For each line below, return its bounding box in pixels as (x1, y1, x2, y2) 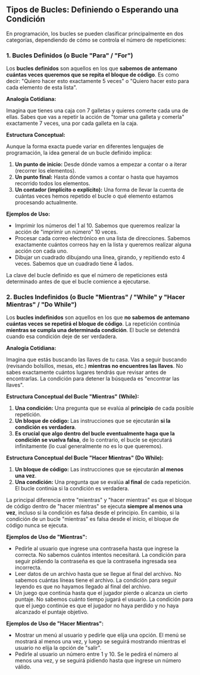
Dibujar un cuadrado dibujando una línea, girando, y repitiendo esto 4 (14, 254, 186, 261)
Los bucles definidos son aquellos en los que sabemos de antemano (6, 65, 177, 72)
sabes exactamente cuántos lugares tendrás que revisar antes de (6, 369, 167, 376)
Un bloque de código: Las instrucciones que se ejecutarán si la (14, 418, 171, 425)
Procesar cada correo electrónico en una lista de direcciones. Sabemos (14, 235, 190, 242)
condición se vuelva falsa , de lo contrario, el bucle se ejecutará (14, 436, 173, 444)
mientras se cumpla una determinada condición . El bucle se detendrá (6, 327, 180, 334)
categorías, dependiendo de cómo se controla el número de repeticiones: (6, 36, 186, 44)
